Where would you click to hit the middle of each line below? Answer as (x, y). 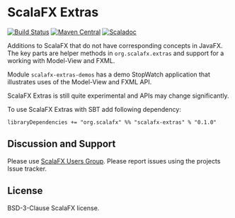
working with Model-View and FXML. (61, 60)
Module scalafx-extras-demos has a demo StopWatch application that (109, 74)
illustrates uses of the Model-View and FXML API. (80, 81)
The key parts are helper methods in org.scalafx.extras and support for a (116, 53)
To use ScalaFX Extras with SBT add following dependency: (94, 109)
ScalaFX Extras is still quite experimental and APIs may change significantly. (118, 96)
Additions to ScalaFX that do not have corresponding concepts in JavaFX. (115, 45)
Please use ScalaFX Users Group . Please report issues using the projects (114, 161)
